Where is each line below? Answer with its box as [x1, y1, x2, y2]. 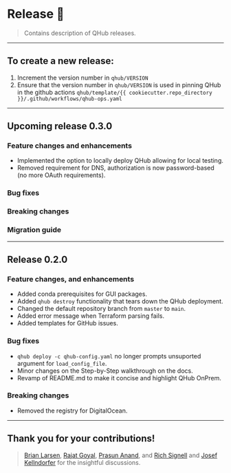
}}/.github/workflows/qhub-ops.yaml [16, 95, 122, 102]
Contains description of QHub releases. [23, 29, 136, 37]
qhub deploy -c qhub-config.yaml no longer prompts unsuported [16, 351, 201, 360]
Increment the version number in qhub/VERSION [16, 73, 148, 82]
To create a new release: [7, 55, 115, 67]
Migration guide [7, 225, 62, 235]
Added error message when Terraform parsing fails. [16, 312, 165, 320]
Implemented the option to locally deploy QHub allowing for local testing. [16, 157, 223, 165]
